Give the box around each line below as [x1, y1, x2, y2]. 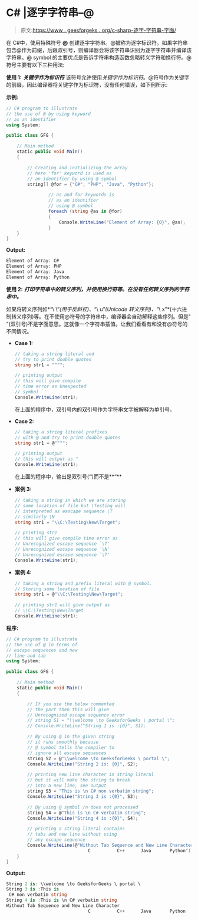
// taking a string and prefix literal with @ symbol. [14, 580, 153, 586]
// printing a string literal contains [27, 826, 126, 832]
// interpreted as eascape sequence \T [14, 508, 113, 514]
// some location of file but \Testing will [14, 502, 126, 508]
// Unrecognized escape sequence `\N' [14, 547, 110, 553]
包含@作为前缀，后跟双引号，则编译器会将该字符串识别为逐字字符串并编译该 [6, 46, 192, 54]
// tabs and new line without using [27, 832, 117, 837]
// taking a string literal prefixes [14, 429, 108, 435]
